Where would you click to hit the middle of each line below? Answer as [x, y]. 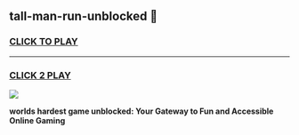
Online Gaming [37, 120]
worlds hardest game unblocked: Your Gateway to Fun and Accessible [141, 111]
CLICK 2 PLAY [40, 75]
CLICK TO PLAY [44, 42]
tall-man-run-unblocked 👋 [84, 16]
